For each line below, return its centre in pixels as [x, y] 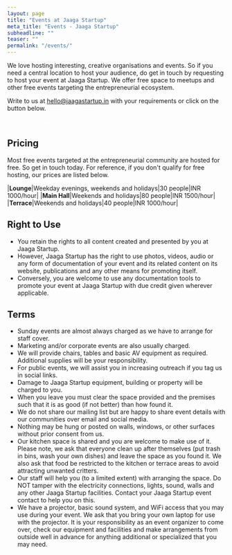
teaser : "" [23, 39]
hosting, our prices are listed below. [58, 174]
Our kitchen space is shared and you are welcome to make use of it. [114, 442]
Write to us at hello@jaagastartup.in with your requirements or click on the [113, 101]
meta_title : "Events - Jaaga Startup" [63, 26]
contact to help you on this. [56, 500]
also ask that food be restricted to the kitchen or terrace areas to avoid [118, 464]
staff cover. [33, 338]
